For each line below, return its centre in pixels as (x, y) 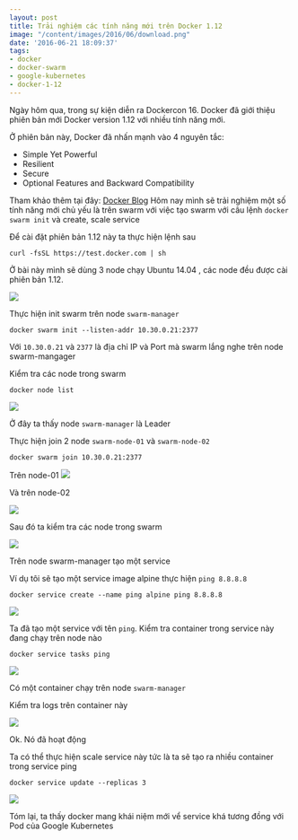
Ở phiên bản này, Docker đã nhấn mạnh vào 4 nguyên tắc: (117, 136)
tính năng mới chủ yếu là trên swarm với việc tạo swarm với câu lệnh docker (149, 210)
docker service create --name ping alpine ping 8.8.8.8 (116, 595)
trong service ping (44, 766)
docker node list (42, 390)
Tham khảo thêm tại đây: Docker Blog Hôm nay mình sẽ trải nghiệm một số (148, 200)
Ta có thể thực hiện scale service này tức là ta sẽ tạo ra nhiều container (141, 757)
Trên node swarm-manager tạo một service (90, 561)
